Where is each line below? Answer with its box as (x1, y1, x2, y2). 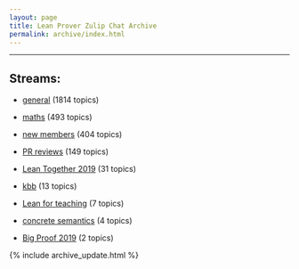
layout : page (9, 12, 58, 22)
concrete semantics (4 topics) (21, 216, 133, 226)
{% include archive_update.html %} (9, 250, 140, 261)
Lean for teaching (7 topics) (21, 198, 125, 209)
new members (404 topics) (21, 129, 123, 140)
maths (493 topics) (21, 112, 93, 123)
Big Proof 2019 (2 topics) (21, 232, 114, 243)
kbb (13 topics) (21, 181, 77, 192)
